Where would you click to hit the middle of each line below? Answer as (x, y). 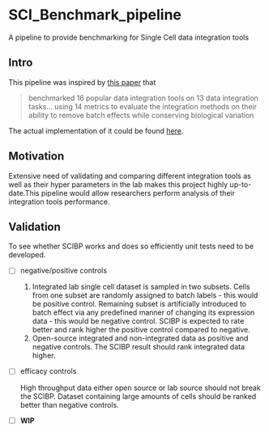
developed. (27, 255)
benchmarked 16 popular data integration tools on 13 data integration (143, 98)
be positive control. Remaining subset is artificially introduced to (139, 304)
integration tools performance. (59, 201)
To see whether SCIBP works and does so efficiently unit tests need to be (131, 246)
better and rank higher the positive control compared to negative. (141, 330)
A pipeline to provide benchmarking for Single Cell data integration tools (129, 37)
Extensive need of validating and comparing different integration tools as (130, 176)
